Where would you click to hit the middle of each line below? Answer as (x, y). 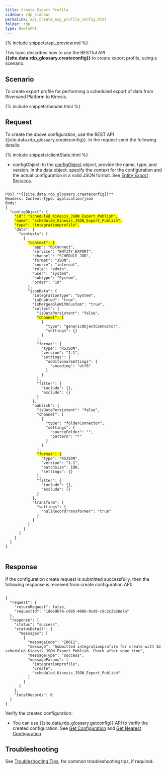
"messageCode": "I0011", (54, 642)
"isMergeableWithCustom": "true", (68, 304)
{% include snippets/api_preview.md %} (47, 43)
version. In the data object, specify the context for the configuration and (87, 170)
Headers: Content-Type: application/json (49, 199)
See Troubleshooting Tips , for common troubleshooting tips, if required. (80, 761)
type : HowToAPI (21, 29)
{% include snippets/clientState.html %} (47, 155)
